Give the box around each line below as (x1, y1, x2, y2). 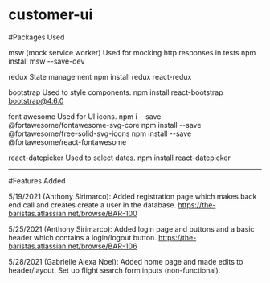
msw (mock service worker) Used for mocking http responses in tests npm (8, 47, 256, 57)
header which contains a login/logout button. (8, 232, 157, 242)
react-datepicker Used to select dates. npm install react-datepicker (8, 153, 231, 162)
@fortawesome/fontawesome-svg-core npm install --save (8, 120, 202, 129)
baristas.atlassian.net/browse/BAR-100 (8, 208, 138, 218)
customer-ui (8, 6, 93, 24)
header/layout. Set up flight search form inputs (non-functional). (8, 265, 221, 275)
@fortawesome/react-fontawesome (8, 137, 127, 146)
